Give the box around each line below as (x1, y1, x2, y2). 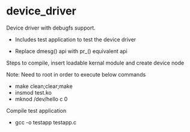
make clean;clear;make (14, 83, 73, 90)
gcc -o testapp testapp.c (14, 119, 77, 126)
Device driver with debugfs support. (6, 24, 96, 31)
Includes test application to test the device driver (14, 36, 136, 43)
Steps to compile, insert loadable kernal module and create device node (6, 59, 185, 66)
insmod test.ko (14, 89, 52, 96)
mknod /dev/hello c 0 (14, 95, 68, 102)
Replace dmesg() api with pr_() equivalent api (14, 47, 127, 55)
